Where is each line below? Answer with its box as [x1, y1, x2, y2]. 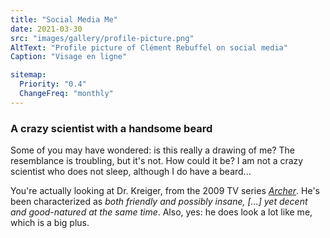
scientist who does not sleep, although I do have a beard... [10, 166, 252, 178]
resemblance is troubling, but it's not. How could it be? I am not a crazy [10, 155, 304, 167]
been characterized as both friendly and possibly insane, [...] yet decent [10, 196, 308, 208]
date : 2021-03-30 [10, 24, 83, 34]
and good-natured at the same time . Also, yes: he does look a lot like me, [10, 206, 313, 218]
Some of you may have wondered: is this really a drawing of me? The [10, 144, 295, 156]
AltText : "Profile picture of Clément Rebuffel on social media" [10, 42, 288, 53]
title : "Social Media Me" [10, 14, 118, 25]
